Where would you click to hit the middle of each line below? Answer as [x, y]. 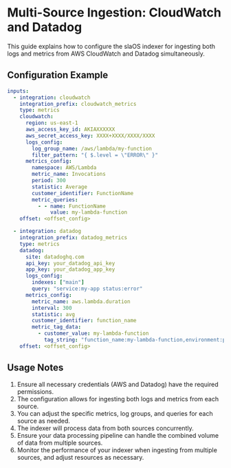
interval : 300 [52, 308]
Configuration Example [58, 75]
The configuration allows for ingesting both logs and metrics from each [118, 399]
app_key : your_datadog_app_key [70, 269]
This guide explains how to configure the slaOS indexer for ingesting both [111, 46]
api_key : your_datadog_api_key [70, 263]
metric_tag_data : [56, 327]
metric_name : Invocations [69, 174]
